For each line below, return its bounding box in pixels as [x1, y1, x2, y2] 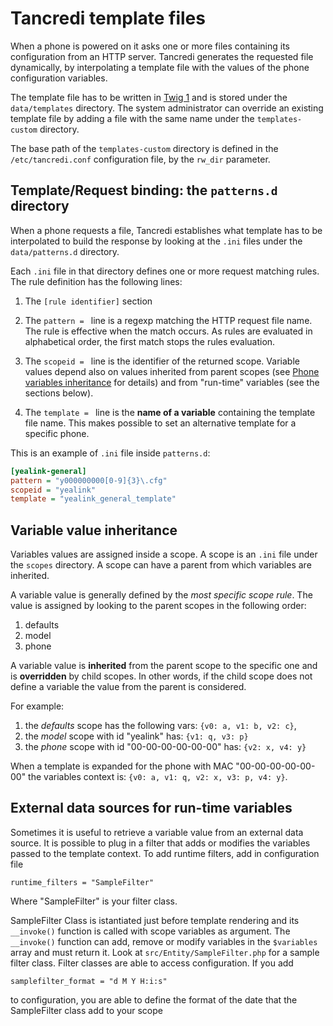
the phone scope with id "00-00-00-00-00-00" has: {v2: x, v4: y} [24, 741, 307, 753]
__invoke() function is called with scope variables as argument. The [10, 925, 291, 937]
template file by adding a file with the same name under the [10, 112, 255, 124]
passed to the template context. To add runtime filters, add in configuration [10, 847, 320, 859]
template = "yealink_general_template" [10, 494, 177, 504]
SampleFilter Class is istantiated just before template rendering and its [10, 914, 300, 926]
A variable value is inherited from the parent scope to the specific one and [10, 660, 318, 672]
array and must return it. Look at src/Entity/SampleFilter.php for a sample [10, 946, 320, 958]
